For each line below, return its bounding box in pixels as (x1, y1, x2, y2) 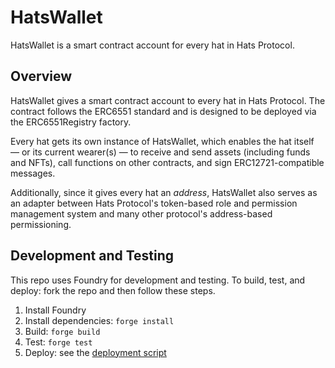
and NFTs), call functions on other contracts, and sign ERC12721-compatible (10, 156, 325, 168)
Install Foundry (24, 304, 87, 316)
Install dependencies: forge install (24, 314, 175, 326)
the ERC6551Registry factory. (10, 116, 132, 128)
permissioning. (10, 218, 72, 230)
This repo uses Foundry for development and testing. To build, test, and (10, 274, 306, 286)
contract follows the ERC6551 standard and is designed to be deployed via (10, 105, 317, 117)
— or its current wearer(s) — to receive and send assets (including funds (10, 146, 311, 158)
